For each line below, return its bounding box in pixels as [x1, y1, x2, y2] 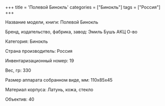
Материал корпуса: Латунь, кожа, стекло [5, 87, 93, 93]
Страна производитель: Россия [5, 48, 72, 54]
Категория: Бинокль [5, 38, 48, 44]
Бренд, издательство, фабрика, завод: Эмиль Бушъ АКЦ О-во [5, 29, 137, 34]
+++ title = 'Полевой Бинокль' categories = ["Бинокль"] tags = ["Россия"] [5, 4, 161, 10]
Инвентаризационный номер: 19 [5, 58, 74, 64]
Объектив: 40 [5, 97, 34, 102]
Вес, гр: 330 [5, 67, 31, 73]
